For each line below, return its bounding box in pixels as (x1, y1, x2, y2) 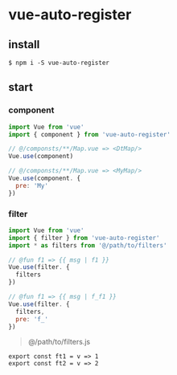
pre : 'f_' (15, 315, 48, 323)
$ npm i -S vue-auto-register (8, 59, 110, 67)
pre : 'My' (15, 181, 48, 190)
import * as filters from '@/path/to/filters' (8, 241, 167, 250)
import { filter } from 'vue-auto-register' (8, 234, 160, 242)
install (8, 38, 40, 51)
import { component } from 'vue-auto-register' (8, 130, 171, 138)
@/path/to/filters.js (27, 337, 91, 347)
